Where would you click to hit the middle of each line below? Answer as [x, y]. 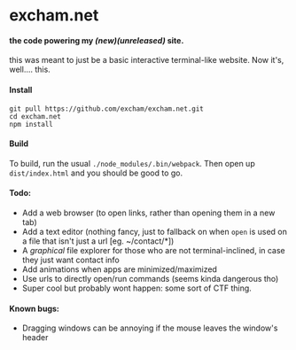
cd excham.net [35, 116]
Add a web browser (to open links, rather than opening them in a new [148, 213]
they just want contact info [70, 260]
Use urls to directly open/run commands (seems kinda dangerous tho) [150, 279]
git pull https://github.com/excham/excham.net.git [106, 109]
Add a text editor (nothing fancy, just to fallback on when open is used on [155, 232]
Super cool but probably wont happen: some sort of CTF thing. [137, 288]
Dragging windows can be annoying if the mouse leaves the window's [150, 328]
